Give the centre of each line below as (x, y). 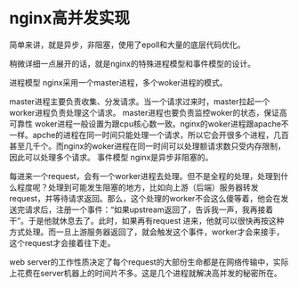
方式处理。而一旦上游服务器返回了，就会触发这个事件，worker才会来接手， (147, 232)
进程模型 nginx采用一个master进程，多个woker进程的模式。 (118, 82)
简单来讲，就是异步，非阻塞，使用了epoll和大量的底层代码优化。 (127, 45)
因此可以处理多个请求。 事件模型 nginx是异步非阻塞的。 (111, 157)
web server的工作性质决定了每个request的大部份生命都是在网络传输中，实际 (149, 262)
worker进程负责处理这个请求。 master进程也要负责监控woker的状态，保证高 (148, 112)
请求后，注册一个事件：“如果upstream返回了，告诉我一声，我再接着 (149, 209)
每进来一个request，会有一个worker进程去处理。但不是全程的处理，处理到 (145, 176)
